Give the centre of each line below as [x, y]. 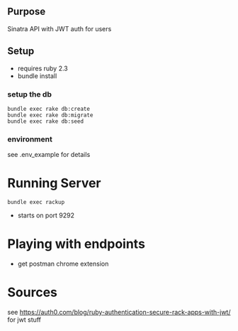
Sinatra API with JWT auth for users [59, 28]
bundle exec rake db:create [49, 109]
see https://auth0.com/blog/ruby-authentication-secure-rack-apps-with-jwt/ [119, 313]
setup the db [29, 94]
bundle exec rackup [36, 202]
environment [30, 139]
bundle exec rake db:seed [45, 121]
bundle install [37, 76]
